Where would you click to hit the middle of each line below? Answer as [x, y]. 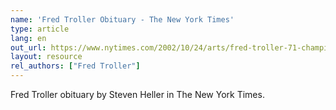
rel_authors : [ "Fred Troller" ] [75, 66]
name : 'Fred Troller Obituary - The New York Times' [122, 19]
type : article [40, 29]
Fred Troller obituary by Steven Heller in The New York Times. [137, 94]
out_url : [28, 47]
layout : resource [46, 57]
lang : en [28, 38]
